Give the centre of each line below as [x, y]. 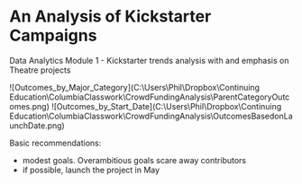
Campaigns [53, 35]
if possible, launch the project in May [91, 170]
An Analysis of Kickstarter [110, 17]
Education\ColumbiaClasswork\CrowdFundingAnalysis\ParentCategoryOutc [150, 97]
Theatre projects [40, 70]
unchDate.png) [37, 125]
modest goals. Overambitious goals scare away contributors [134, 160]
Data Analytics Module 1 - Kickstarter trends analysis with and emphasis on [149, 60]
